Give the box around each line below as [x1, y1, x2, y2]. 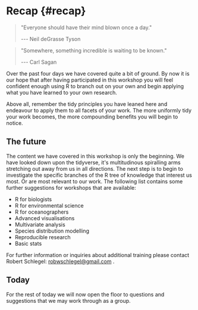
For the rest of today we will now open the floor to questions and [6, 290, 165, 298]
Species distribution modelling [14, 227, 89, 234]
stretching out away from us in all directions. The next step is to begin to [6, 165, 183, 172]
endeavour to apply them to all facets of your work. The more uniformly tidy [6, 107, 192, 114]
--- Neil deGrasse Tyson [20, 35, 81, 42]
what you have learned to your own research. [6, 89, 118, 96]
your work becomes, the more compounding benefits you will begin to [6, 113, 178, 120]
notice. [6, 119, 23, 126]
